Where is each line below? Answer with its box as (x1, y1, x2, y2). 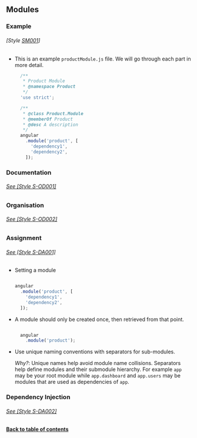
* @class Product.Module (22, 111, 84, 116)
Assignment (6, 233, 42, 242)
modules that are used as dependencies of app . (14, 379, 129, 386)
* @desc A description (22, 122, 78, 128)
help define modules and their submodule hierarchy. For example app (14, 366, 182, 373)
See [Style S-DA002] (6, 407, 57, 414)
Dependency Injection (6, 393, 71, 402)
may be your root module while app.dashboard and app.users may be (14, 372, 181, 379)
